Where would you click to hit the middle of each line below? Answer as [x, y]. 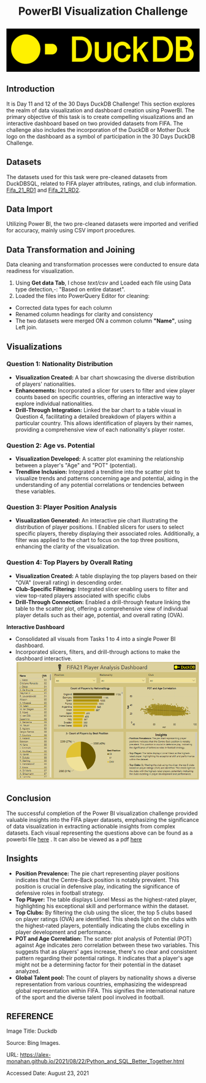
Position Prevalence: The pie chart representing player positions [97, 873]
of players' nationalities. [45, 384]
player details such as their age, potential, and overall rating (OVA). [100, 615]
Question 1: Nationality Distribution [60, 364]
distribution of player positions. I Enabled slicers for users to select [99, 527]
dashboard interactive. [44, 658]
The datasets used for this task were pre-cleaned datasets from [87, 177]
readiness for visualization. [40, 271]
